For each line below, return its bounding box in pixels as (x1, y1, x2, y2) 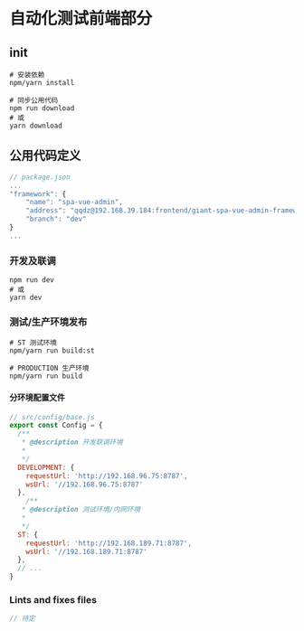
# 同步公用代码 (9, 96, 59, 105)
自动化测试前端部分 (9, 8, 153, 29)
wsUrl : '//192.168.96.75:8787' (25, 480, 144, 489)
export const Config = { (9, 421, 103, 430)
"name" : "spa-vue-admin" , (25, 198, 124, 207)
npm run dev (9, 276, 54, 285)
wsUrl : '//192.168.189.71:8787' (25, 547, 147, 556)
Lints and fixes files (9, 594, 98, 607)
